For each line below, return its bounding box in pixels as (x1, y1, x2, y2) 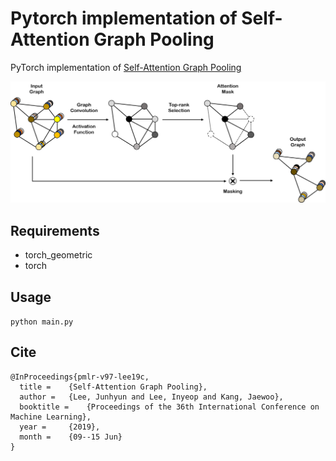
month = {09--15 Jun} (19, 432, 123, 442)
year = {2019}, (19, 422, 101, 432)
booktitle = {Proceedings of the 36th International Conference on (19, 402, 320, 412)
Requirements (10, 222, 100, 239)
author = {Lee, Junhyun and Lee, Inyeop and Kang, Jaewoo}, (19, 392, 284, 402)
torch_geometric (24, 249, 93, 261)
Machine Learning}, (10, 412, 92, 422)
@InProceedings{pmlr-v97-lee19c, (10, 372, 150, 382)
